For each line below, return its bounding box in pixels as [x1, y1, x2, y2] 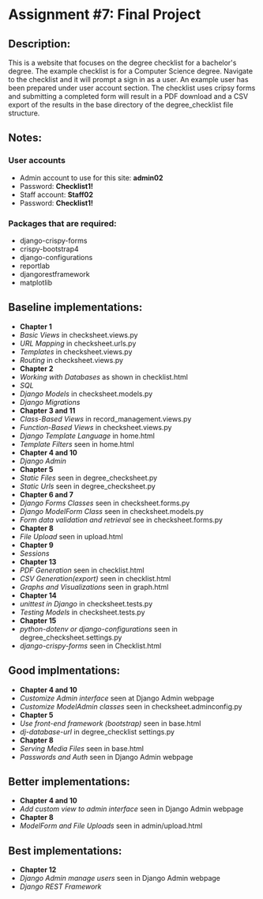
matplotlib [19, 278, 53, 287]
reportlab [19, 261, 50, 270]
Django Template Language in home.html [19, 431, 156, 440]
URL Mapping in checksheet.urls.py [19, 338, 137, 348]
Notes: [8, 131, 42, 145]
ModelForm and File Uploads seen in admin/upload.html [19, 821, 203, 831]
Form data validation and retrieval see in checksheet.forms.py [19, 515, 224, 524]
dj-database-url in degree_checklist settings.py [19, 727, 175, 736]
